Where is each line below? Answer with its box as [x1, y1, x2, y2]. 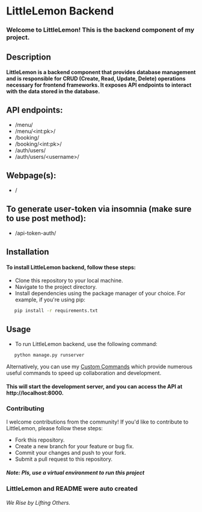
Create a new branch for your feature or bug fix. [14, 442, 134, 449]
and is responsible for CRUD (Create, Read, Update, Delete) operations [6, 75, 186, 82]
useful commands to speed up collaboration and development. [6, 369, 162, 377]
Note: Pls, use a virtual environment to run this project [6, 469, 145, 477]
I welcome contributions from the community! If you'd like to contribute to [6, 418, 189, 425]
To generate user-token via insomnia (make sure [6, 204, 192, 214]
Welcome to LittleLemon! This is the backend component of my [6, 26, 195, 34]
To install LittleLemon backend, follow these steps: [6, 264, 136, 271]
